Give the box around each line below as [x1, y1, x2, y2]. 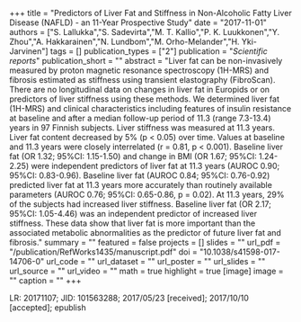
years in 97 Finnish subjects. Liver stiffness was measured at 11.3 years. [9, 122, 276, 133]
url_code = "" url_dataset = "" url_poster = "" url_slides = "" [46, 256, 266, 266]
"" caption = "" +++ [9, 275, 83, 286]
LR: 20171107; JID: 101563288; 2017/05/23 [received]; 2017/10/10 [9, 292, 250, 303]
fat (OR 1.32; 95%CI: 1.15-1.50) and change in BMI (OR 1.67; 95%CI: [9, 151, 258, 161]
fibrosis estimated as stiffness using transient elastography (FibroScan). [9, 75, 276, 85]
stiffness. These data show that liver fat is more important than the [9, 218, 256, 228]
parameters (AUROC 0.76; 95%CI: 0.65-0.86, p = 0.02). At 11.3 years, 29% [9, 189, 285, 200]
